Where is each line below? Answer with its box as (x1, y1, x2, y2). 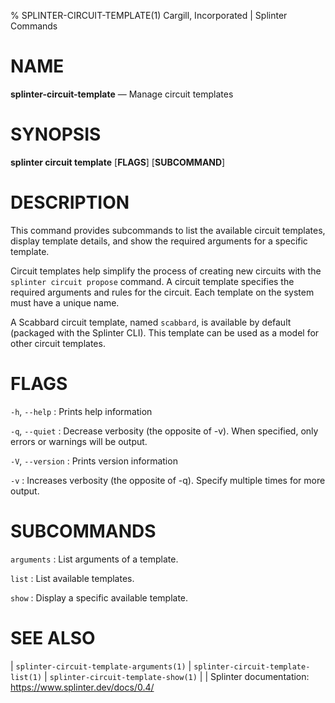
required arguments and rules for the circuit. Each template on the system (10, 286, 315, 298)
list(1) (10, 672, 43, 682)
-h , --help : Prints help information (10, 405, 153, 417)
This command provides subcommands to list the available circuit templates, (10, 224, 326, 236)
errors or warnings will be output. (10, 435, 148, 447)
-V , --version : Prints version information (10, 455, 178, 467)
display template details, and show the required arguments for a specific (10, 235, 308, 247)
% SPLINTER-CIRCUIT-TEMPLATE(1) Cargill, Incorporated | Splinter (10, 10, 288, 21)
